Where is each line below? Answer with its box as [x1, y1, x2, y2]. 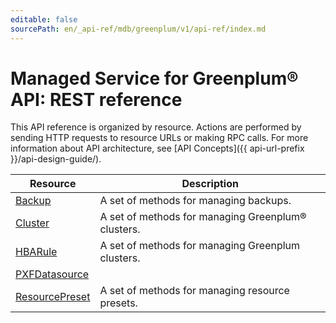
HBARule [15, 245, 58, 259]
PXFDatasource [15, 267, 90, 281]
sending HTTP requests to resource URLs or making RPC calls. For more [10, 132, 309, 144]
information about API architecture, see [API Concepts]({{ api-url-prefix [10, 142, 305, 155]
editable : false [10, 14, 78, 25]
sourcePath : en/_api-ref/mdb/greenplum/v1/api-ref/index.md [10, 24, 267, 34]
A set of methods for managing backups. [99, 194, 292, 208]
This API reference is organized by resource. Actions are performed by [10, 121, 302, 133]
